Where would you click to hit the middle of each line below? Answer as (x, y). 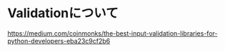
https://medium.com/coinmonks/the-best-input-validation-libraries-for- (112, 33)
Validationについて (63, 13)
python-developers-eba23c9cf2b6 (59, 41)
